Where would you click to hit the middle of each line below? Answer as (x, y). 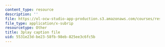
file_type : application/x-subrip (39, 23)
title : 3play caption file (33, 32)
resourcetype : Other (26, 28)
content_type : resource (29, 10)
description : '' (22, 14)
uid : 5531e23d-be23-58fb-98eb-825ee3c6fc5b (50, 37)
